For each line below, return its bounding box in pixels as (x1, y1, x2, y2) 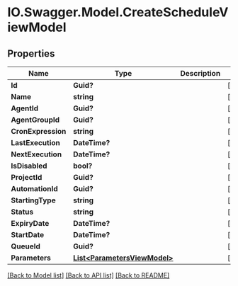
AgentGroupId (11, 115, 60, 125)
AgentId (11, 103, 39, 113)
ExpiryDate (11, 219, 50, 228)
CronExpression (11, 127, 67, 136)
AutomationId (11, 184, 58, 193)
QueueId (11, 241, 40, 251)
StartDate (11, 230, 45, 239)
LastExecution (11, 138, 60, 147)
